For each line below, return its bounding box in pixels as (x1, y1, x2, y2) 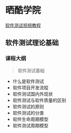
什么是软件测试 (12, 78, 44, 84)
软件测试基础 (17, 67, 45, 73)
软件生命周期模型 (12, 116, 49, 122)
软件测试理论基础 (5, 38, 59, 47)
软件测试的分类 (12, 110, 44, 116)
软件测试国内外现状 (12, 91, 53, 97)
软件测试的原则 (12, 103, 44, 109)
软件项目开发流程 (12, 84, 49, 91)
